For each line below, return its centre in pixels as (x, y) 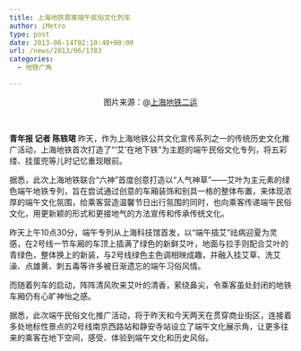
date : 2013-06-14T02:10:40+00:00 (72, 43)
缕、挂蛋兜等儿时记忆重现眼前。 (68, 160)
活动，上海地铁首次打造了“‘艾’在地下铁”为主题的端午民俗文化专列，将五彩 (152, 150)
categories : (31, 59)
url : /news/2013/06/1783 (56, 51)
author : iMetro (38, 26)
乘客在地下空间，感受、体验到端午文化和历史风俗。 (119, 338)
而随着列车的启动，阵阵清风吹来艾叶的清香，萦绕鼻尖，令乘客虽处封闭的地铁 (150, 285)
